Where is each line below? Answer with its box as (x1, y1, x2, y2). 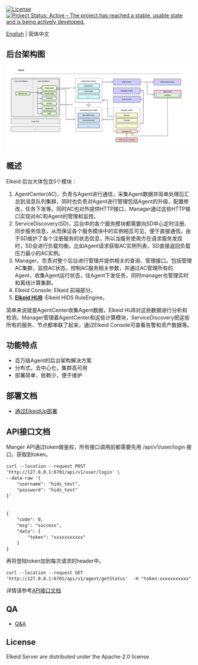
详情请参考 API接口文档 (6, 587, 61, 594)
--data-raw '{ (6, 475, 41, 482)
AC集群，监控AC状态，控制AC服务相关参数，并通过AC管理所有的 (14, 264, 173, 272)
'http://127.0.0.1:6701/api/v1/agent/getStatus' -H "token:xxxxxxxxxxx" (6, 576, 192, 582)
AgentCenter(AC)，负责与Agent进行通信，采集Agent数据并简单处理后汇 (14, 190, 190, 198)
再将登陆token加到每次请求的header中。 (6, 557, 105, 564)
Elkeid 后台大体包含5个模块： (6, 177, 77, 185)
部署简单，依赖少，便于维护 (14, 372, 83, 379)
